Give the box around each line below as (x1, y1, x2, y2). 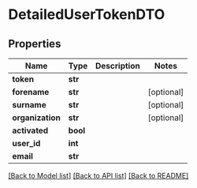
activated (12, 125, 49, 136)
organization (12, 112, 61, 123)
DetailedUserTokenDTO (8, 6, 165, 24)
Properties (8, 37, 61, 51)
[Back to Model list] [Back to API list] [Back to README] (8, 171, 189, 180)
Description (95, 61, 140, 71)
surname (12, 100, 46, 110)
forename (12, 87, 50, 97)
